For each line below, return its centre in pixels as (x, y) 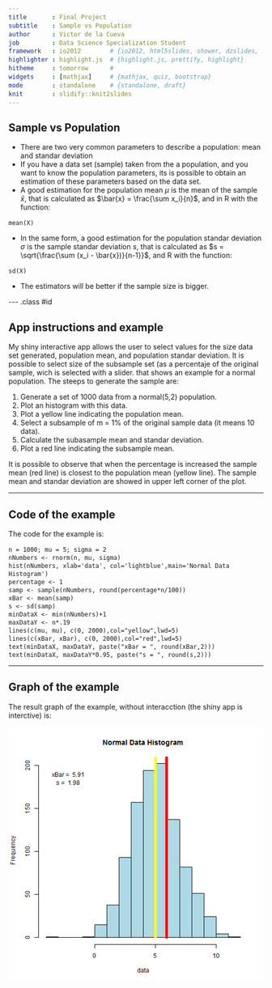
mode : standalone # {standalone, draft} (97, 85)
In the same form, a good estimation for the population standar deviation (141, 238)
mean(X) (21, 223)
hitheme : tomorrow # (61, 69)
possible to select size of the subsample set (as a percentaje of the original (134, 364)
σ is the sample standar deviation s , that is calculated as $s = (122, 247)
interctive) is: (30, 715)
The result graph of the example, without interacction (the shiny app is (125, 706)
